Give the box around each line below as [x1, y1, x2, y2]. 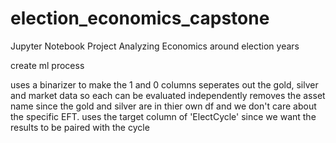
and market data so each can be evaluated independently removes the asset [10, 89, 326, 101]
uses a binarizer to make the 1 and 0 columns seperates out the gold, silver [10, 78, 319, 91]
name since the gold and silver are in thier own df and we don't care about [10, 100, 317, 112]
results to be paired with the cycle [10, 121, 150, 133]
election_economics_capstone [10, 7, 270, 30]
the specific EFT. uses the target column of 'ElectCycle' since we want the [10, 110, 317, 122]
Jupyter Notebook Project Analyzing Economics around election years [10, 40, 300, 52]
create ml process [10, 59, 85, 71]
